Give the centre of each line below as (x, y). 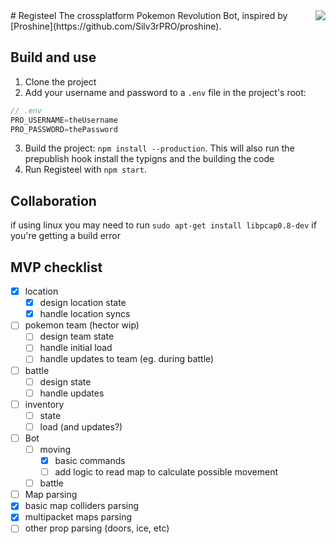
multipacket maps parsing (78, 517)
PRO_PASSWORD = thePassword (64, 129)
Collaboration (53, 200)
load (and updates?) (81, 426)
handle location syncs (85, 314)
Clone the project (60, 81)
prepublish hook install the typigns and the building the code (149, 159)
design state (65, 381)
